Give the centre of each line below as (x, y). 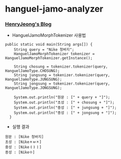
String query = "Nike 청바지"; (44, 50)
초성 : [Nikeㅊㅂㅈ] (23, 142)
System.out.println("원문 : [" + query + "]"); (62, 97)
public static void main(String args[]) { (49, 45)
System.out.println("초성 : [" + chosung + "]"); (64, 103)
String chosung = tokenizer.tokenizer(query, (61, 67)
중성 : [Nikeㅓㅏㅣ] (23, 147)
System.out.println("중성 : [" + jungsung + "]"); (65, 108)
